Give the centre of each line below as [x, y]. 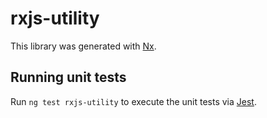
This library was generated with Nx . [83, 46]
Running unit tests [68, 77]
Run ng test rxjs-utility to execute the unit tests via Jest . [133, 101]
